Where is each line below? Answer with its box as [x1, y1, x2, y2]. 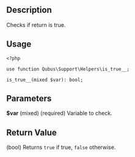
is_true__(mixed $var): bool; [6, 77, 84, 83]
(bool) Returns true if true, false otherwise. [6, 144, 116, 151]
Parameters [6, 93, 52, 104]
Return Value [6, 127, 57, 137]
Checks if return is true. [6, 21, 66, 28]
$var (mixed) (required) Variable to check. [6, 110, 112, 117]
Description [6, 5, 52, 15]
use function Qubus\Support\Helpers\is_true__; [6, 66, 130, 72]
